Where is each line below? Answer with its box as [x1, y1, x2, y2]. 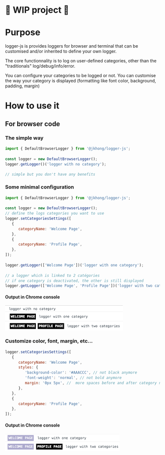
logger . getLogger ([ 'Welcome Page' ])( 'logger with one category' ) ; [5, 263, 144, 268]
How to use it [5, 100, 60, 111]
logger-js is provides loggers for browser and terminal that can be [5, 43, 138, 49]
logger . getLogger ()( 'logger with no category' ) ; [5, 161, 107, 166]
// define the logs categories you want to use [5, 211, 105, 216]
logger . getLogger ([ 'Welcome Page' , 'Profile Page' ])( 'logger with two [5, 283, 153, 289]
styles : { [18, 365, 38, 370]
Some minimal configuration [5, 184, 75, 190]
